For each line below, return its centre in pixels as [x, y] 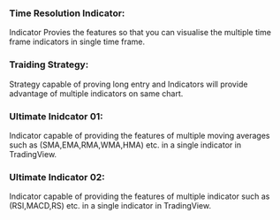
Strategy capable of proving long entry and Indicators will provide [129, 84]
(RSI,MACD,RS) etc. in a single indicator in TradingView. [110, 206]
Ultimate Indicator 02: [57, 177]
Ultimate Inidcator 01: [56, 116]
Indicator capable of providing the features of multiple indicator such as [140, 196]
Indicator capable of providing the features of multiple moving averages [140, 135]
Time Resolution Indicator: [67, 13]
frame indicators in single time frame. [77, 42]
